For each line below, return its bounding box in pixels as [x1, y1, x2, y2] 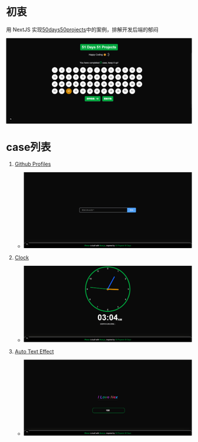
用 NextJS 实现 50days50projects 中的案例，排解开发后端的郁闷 [6, 26, 159, 33]
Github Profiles [14, 160, 51, 167]
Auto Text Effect [14, 348, 54, 355]
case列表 [6, 140, 51, 154]
